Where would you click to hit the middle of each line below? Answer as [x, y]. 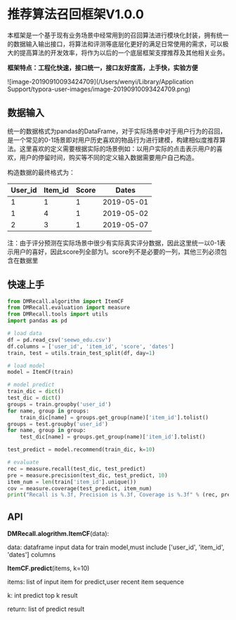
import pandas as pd [38, 321]
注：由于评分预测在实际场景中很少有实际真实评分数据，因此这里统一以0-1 [113, 243]
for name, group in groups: [48, 411]
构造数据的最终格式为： [41, 172]
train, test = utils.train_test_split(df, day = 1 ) [81, 353]
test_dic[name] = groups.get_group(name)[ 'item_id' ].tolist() [113, 437]
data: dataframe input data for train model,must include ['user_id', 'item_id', [116, 547]
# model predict [31, 385]
